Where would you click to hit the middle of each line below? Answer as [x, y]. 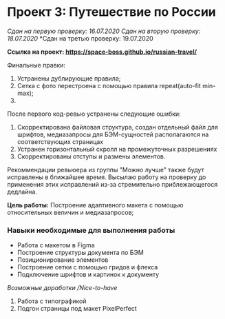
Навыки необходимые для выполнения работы [91, 230]
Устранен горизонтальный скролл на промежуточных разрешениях [117, 149]
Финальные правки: [36, 65]
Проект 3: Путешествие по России [112, 12]
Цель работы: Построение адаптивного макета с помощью [95, 205]
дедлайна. [22, 192]
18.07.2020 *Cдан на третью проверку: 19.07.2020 [80, 38]
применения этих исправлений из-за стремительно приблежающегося [112, 184]
